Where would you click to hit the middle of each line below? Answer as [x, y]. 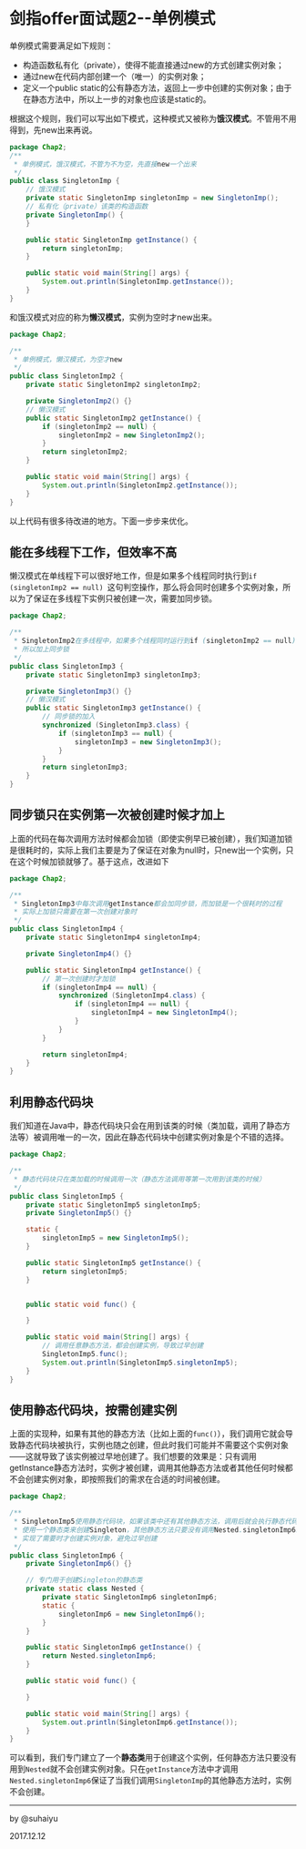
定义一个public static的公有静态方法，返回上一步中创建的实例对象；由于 [157, 87]
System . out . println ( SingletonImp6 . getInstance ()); [140, 1722]
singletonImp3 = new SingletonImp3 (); [148, 742]
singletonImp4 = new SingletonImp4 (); [164, 1013]
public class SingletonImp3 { [67, 666]
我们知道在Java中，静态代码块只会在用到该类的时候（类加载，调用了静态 [146, 1126]
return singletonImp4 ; [85, 1054]
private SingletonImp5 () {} [79, 1213]
